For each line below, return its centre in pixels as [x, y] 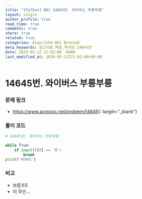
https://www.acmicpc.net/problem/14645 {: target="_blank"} [75, 111]
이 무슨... [21, 191]
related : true [20, 38]
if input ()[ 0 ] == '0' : [38, 150]
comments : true [21, 29]
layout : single [21, 15]
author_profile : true [28, 19]
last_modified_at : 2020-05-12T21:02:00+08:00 [54, 57]
